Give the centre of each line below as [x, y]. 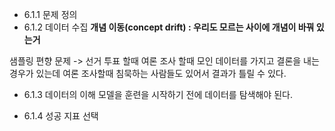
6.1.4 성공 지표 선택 [61, 116]
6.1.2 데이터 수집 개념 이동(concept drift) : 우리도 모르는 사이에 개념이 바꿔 [169, 27]
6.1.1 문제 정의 [50, 14]
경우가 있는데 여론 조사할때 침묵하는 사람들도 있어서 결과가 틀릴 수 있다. [148, 73]
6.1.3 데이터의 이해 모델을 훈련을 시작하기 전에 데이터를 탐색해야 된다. [158, 94]
